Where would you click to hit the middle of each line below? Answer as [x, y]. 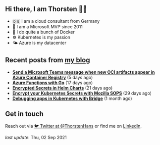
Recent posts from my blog [48, 60]
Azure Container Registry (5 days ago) [53, 77]
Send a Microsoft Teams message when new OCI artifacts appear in [83, 72]
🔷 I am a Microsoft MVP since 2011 [48, 26]
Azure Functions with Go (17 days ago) [53, 83]
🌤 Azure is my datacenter [39, 43]
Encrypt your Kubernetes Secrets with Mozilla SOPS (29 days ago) [82, 93]
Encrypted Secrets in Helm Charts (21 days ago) [62, 88]
